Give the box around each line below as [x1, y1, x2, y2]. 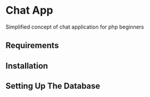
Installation [5, 61, 48, 71]
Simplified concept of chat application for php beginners [5, 23, 144, 30]
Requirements [5, 40, 59, 51]
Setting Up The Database [5, 81, 101, 91]
